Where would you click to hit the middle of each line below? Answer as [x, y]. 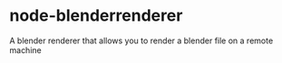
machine [26, 49]
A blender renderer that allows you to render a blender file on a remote [141, 40]
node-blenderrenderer [96, 16]
